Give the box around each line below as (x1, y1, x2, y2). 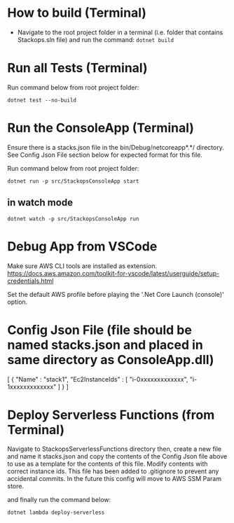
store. (7, 482, 25, 491)
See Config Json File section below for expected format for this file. (7, 151, 203, 159)
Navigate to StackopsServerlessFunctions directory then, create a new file (7, 445, 222, 453)
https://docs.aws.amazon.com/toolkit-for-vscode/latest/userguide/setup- (7, 269, 219, 277)
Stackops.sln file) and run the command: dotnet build (17, 35, 174, 43)
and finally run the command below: (7, 496, 111, 504)
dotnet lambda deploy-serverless (7, 509, 105, 516)
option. (7, 298, 28, 306)
